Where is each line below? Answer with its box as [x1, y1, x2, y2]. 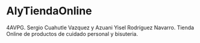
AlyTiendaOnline [6, 4, 92, 18]
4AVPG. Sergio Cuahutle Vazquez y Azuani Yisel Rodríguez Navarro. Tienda [6, 24, 195, 31]
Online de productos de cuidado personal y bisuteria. [6, 30, 139, 37]
